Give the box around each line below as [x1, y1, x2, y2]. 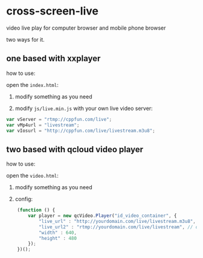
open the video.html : [6, 172, 59, 179]
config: [14, 195, 33, 203]
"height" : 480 [38, 235, 77, 241]
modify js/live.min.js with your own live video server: [14, 105, 153, 112]
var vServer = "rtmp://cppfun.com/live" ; [6, 116, 112, 122]
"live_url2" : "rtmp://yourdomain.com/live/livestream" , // [38, 224, 193, 230]
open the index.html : [6, 81, 59, 88]
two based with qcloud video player [6, 144, 144, 155]
